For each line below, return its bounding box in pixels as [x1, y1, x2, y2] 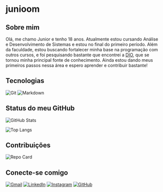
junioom [5, 3, 40, 15]
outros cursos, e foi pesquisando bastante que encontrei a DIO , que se [5, 52, 150, 58]
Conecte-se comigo [5, 168, 68, 177]
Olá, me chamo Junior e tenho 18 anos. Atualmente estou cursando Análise [5, 36, 159, 42]
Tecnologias [5, 77, 44, 85]
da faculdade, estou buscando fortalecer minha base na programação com [5, 47, 159, 52]
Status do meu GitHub [5, 104, 75, 113]
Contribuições [5, 141, 51, 150]
